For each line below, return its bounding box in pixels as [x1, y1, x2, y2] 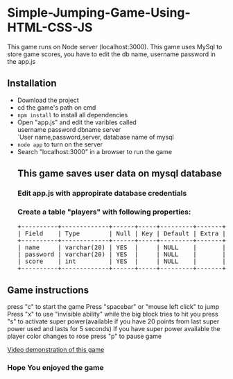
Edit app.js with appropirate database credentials [17, 189, 187, 199]
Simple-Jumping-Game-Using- [7, 5, 191, 21]
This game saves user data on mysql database [17, 168, 223, 180]
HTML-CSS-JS [7, 19, 93, 35]
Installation [7, 78, 57, 90]
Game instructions [7, 284, 89, 296]
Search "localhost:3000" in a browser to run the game [17, 147, 172, 155]
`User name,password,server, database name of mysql [17, 133, 175, 141]
